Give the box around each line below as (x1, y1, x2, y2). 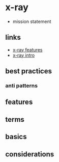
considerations (5, 150, 54, 158)
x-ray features (12, 46, 43, 52)
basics (5, 132, 27, 141)
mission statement (12, 18, 52, 24)
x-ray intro (12, 52, 35, 58)
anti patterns (5, 82, 38, 89)
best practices (5, 67, 52, 75)
